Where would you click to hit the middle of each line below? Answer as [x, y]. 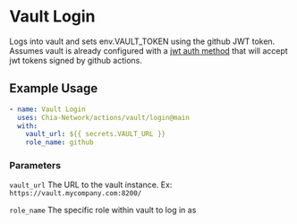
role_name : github [59, 142]
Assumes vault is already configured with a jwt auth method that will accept [148, 50]
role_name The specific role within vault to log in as [103, 210]
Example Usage [54, 88]
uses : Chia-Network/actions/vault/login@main [104, 117]
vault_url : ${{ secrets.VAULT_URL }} [96, 134]
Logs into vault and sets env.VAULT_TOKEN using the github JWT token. [142, 41]
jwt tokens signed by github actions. [76, 60]
